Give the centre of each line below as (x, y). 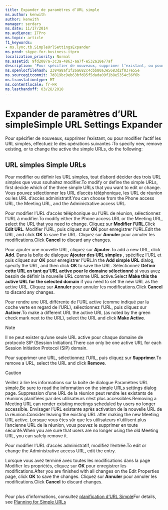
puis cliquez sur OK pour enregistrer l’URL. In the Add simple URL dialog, (80, 260)
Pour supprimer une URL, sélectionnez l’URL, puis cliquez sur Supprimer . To (83, 358)
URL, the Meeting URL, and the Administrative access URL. (66, 204)
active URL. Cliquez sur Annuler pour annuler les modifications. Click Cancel (84, 287)
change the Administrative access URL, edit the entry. (60, 451)
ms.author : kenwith (25, 15)
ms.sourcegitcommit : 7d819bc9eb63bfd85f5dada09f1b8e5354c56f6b (72, 75)
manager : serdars (23, 24)
